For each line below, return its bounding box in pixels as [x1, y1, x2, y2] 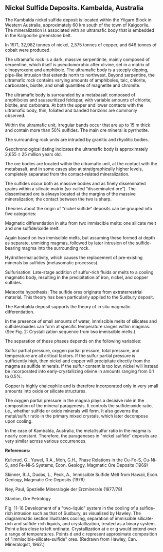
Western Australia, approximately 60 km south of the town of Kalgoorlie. [5, 22, 150, 28]
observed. [5, 112, 26, 118]
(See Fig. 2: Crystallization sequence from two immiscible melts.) [5, 329, 136, 335]
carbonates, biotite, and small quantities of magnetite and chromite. [5, 82, 141, 88]
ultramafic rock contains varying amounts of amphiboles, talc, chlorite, [5, 77, 147, 83]
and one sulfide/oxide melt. [5, 225, 60, 231]
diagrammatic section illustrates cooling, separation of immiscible [5, 515, 137, 521]
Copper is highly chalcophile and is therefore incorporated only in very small [5, 383, 158, 389]
